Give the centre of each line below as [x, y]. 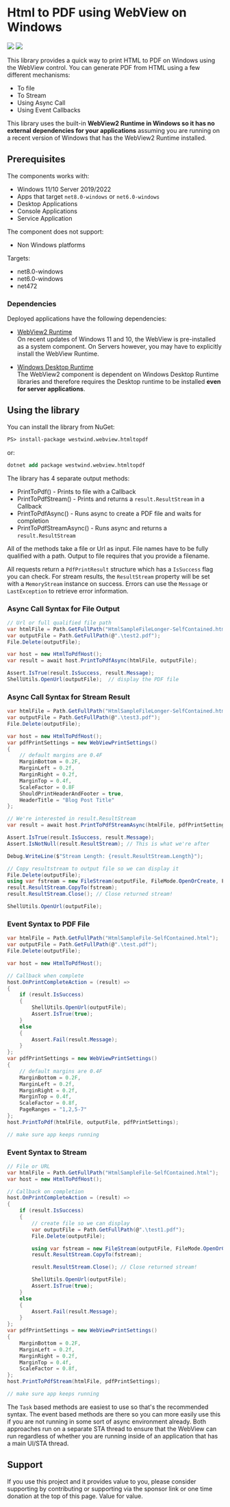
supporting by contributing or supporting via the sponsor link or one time [110, 1488]
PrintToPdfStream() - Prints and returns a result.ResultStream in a [111, 499]
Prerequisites [36, 159]
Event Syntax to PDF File [49, 924]
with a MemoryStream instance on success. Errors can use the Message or [108, 583]
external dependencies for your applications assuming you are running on [114, 130]
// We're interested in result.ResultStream [72, 819]
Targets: [19, 258]
